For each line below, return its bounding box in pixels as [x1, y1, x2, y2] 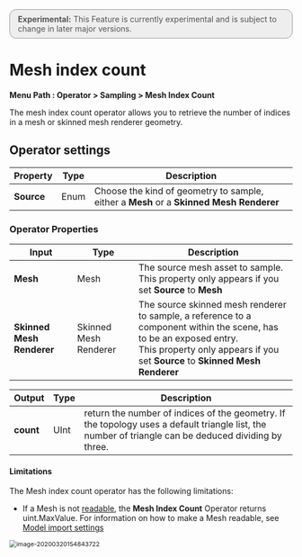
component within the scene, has [138, 321, 279, 334]
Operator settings [9, 143, 111, 158]
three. [84, 441, 110, 454]
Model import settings [22, 522, 104, 534]
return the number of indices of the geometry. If [84, 407, 286, 419]
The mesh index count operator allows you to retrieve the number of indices [9, 107, 290, 118]
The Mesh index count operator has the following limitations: [9, 486, 234, 497]
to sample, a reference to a [138, 310, 252, 322]
